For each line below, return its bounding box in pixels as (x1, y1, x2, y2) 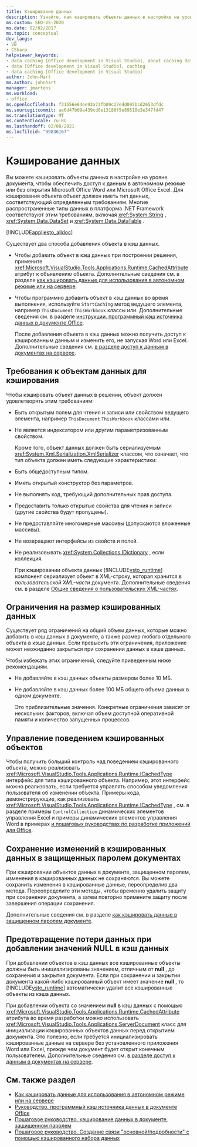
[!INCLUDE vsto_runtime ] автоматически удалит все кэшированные (6, 984, 173, 991)
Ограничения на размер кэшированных (6, 602, 161, 612)
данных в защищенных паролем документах (6, 853, 181, 863)
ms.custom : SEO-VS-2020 (6, 19, 64, 25)
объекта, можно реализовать (6, 764, 80, 771)
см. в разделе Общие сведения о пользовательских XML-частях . (14, 585, 179, 592)
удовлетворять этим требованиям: (6, 397, 94, 404)
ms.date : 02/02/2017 (6, 25, 57, 31)
